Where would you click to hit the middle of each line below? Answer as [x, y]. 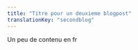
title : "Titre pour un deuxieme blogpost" [69, 13]
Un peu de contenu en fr [42, 39]
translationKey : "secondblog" [51, 20]
